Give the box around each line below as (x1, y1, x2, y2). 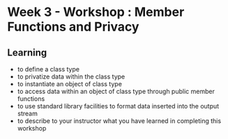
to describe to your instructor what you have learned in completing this (17, 117, 222, 125)
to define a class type (17, 65, 80, 73)
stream (17, 109, 38, 117)
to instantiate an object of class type (17, 80, 122, 88)
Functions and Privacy (7, 19, 139, 35)
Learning (7, 47, 47, 58)
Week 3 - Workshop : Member (7, 4, 185, 20)
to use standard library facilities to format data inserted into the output (17, 102, 220, 110)
